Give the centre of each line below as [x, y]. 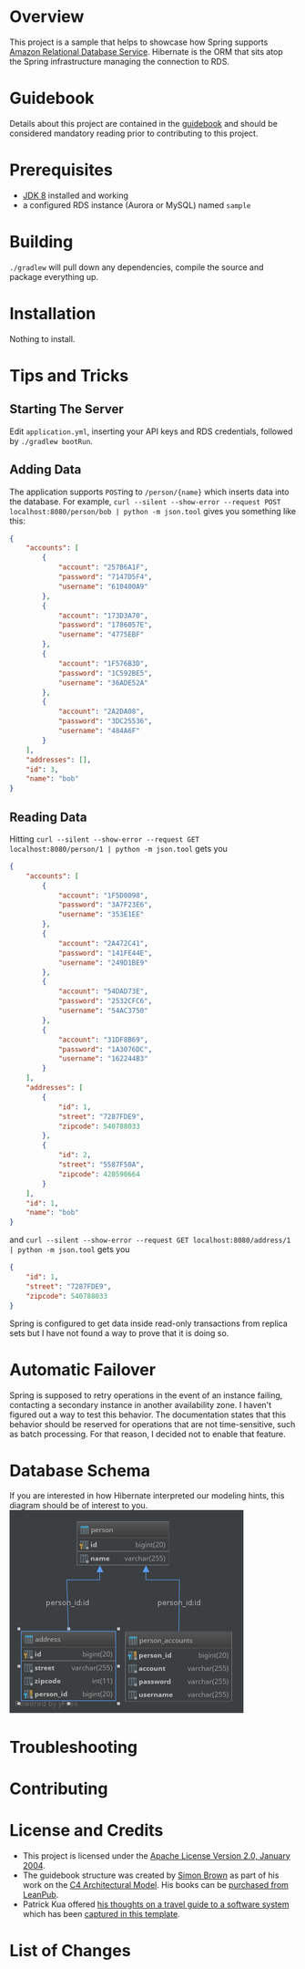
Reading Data [49, 817]
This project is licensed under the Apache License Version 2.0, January [157, 1855]
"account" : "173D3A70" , [103, 616]
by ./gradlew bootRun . [51, 440]
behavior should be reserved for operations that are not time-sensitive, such [152, 1424]
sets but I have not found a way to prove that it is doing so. [119, 1332]
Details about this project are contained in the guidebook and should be [143, 123]
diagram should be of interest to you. [79, 1506]
